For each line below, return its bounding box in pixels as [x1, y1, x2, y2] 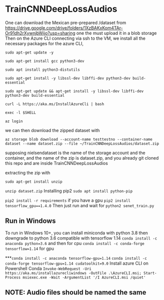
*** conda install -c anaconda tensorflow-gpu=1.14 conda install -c [5, 255, 147, 261]
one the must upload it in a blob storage [76, 30, 157, 36]
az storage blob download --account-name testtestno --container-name [5, 136, 153, 142]
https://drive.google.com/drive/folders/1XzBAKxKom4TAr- [5, 25, 123, 30]
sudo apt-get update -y [5, 50, 54, 55]
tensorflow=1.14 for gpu [5, 245, 55, 251]
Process [5, 275, 21, 280]
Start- [143, 271, 157, 275]
